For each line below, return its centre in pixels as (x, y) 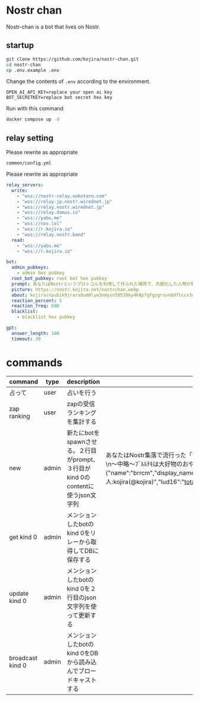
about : (20, 295)
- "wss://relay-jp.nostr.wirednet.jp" (65, 202)
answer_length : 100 (36, 333)
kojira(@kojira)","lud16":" (149, 481)
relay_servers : (25, 185)
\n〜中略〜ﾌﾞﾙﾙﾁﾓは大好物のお (147, 464)
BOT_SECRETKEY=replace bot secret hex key (59, 98)
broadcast (23, 658)
